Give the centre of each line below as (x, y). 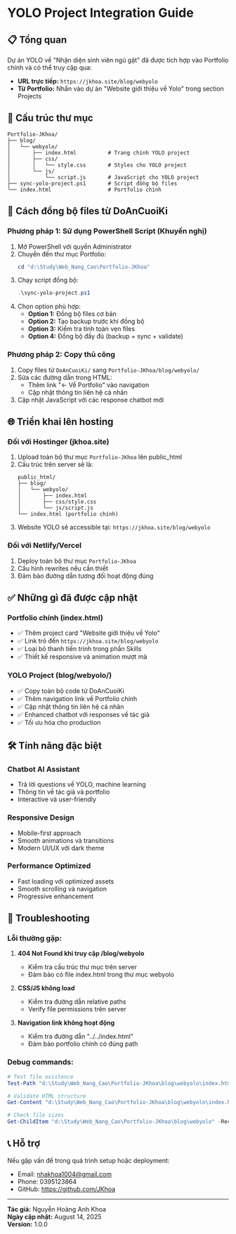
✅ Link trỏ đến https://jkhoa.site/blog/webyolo (88, 641)
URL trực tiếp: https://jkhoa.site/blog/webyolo (87, 81)
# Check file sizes (36, 1115)
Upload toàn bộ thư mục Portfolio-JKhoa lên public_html (100, 457)
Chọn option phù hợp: (49, 306)
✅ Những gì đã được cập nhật (73, 597)
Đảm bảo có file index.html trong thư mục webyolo (101, 975)
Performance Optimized (49, 866)
